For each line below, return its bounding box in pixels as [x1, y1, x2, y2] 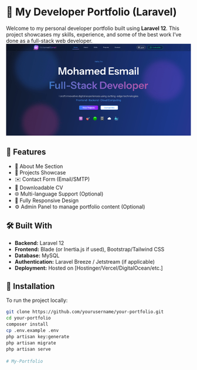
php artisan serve [6, 346, 51, 352]
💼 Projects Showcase [14, 169, 66, 176]
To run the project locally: [6, 297, 68, 304]
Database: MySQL [14, 252, 60, 259]
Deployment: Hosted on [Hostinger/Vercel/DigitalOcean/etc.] [14, 264, 163, 271]
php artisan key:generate [6, 334, 69, 339]
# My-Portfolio [6, 358, 43, 365]
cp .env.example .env [6, 327, 59, 334]
